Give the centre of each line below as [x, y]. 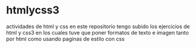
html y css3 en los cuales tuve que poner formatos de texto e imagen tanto [98, 32]
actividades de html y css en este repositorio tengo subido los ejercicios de [98, 26]
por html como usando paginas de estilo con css [65, 39]
